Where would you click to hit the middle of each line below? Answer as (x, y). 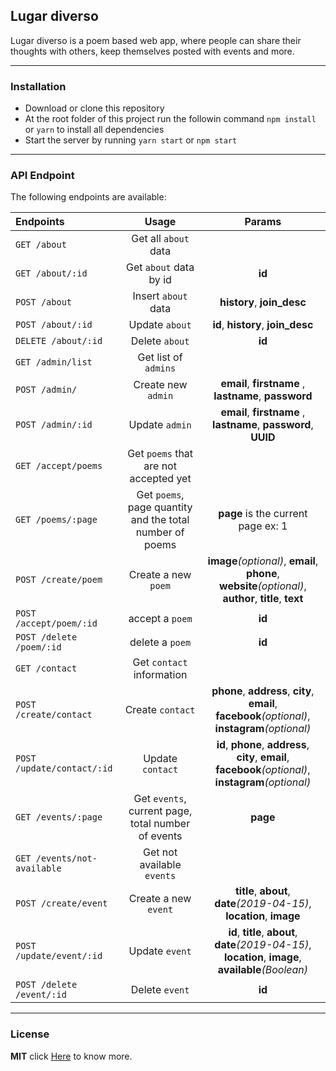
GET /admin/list (54, 362)
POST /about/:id (54, 325)
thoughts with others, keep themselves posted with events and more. (152, 51)
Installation (38, 86)
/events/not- (66, 858)
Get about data (160, 267)
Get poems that (160, 454)
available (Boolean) (262, 970)
